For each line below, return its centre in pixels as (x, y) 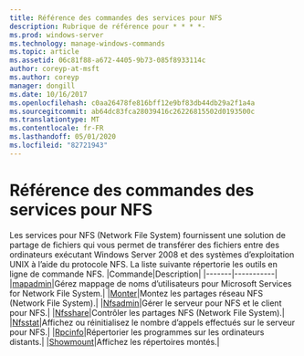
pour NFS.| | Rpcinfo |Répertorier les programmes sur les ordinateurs (137, 332)
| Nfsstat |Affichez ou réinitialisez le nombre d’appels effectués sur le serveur (152, 322)
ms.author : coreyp (44, 78)
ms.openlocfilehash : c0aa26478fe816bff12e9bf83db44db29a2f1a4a (132, 103)
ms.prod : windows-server (57, 35)
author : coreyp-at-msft (55, 69)
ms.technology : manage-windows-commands (88, 43)
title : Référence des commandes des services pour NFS (116, 18)
